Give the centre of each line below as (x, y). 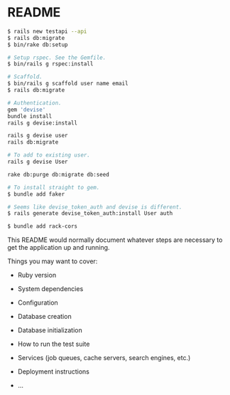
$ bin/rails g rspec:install (50, 64)
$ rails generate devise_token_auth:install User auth (90, 214)
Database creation (45, 317)
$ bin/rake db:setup (38, 44)
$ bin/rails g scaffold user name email (68, 84)
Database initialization (50, 330)
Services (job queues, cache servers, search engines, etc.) (104, 358)
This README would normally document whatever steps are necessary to (115, 240)
